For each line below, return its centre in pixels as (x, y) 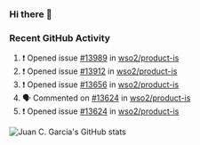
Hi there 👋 (31, 14)
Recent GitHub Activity (60, 37)
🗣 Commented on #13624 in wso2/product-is (106, 98)
